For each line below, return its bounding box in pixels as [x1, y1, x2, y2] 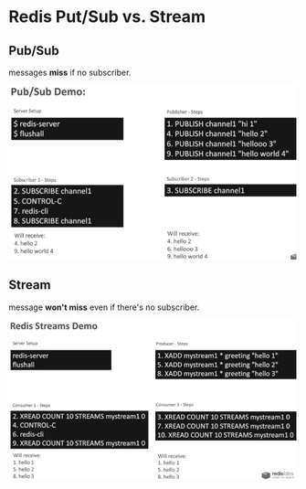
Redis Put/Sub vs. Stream [8, 6, 206, 27]
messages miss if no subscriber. [8, 67, 132, 78]
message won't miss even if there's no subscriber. [8, 302, 200, 313]
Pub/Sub [8, 43, 60, 58]
